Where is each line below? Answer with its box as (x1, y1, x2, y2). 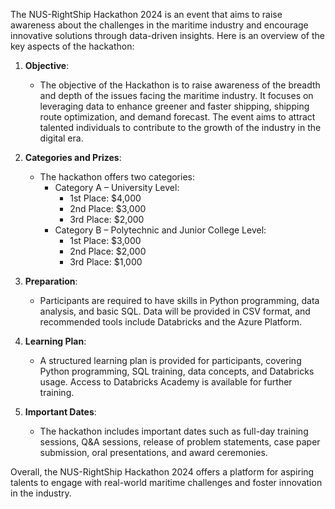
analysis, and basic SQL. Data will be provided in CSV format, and (39, 305, 311, 317)
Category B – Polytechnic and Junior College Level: (54, 224, 267, 236)
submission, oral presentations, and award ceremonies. (39, 447, 268, 458)
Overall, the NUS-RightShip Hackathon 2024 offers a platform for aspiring (10, 466, 315, 478)
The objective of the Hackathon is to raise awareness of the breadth (39, 79, 321, 91)
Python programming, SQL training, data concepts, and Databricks (39, 365, 315, 377)
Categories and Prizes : (24, 152, 122, 163)
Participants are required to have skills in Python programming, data (39, 295, 320, 306)
